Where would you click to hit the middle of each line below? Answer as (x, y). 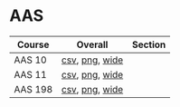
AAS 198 (33, 89)
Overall (92, 44)
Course (33, 44)
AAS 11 (30, 74)
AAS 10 (30, 60)
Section (149, 44)
